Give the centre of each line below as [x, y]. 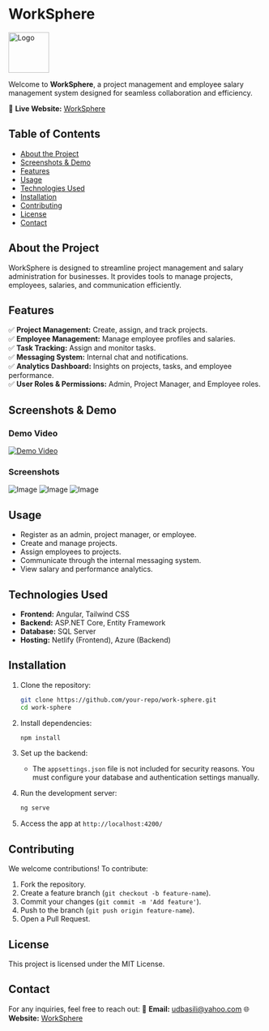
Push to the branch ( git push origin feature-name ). [107, 910]
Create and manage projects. [68, 543]
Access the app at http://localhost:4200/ [92, 823]
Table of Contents [55, 134]
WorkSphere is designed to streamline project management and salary [126, 268]
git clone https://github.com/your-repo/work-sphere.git [118, 700]
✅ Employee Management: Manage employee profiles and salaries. [122, 339]
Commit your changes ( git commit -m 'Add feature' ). [111, 902]
